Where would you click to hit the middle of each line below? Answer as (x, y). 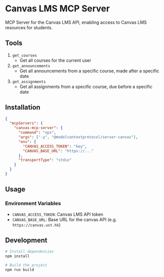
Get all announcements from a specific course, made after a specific (89, 71)
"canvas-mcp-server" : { (39, 128)
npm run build (20, 270)
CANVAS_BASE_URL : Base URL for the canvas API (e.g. (64, 219)
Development (26, 240)
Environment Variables (33, 203)
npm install (17, 256)
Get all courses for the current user (55, 60)
